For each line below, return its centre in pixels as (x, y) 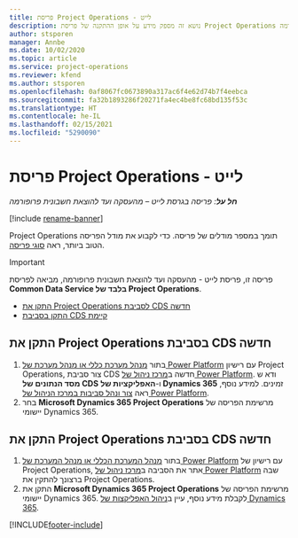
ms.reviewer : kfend (45, 75)
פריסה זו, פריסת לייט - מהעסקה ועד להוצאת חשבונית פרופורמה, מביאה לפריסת (141, 279)
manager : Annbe (37, 42)
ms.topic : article (43, 58)
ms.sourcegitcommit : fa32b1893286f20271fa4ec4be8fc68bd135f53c (129, 100)
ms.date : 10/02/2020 (47, 51)
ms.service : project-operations (69, 67)
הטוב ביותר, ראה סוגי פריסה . (57, 245)
